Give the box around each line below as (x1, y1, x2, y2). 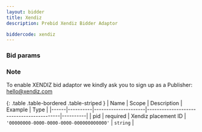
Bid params (6, 51, 41, 60)
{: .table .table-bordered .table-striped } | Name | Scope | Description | (6, 100, 183, 107)
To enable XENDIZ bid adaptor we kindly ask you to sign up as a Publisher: (6, 82, 193, 89)
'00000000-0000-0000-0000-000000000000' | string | (6, 119, 135, 127)
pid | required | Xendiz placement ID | (92, 113, 186, 120)
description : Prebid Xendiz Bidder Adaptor (6, 20, 118, 26)
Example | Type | (6, 106, 49, 113)
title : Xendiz (6, 15, 42, 21)
